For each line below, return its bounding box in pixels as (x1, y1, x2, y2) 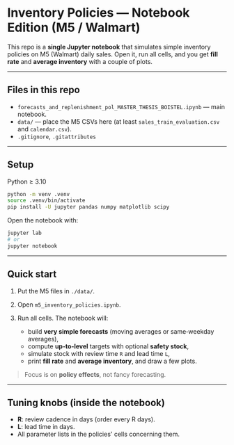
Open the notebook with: (7, 216, 79, 225)
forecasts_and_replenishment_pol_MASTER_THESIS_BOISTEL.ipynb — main (17, 102, 225, 111)
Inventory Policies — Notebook (7, 5, 190, 21)
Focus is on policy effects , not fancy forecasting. (24, 370, 166, 378)
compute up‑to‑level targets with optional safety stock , (27, 342, 189, 350)
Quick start (7, 268, 57, 280)
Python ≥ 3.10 (7, 177, 47, 186)
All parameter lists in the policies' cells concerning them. (17, 430, 180, 439)
